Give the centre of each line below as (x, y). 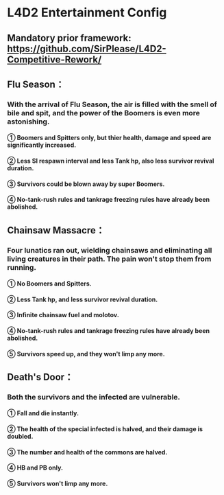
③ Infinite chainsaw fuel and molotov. (63, 315)
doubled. (20, 437)
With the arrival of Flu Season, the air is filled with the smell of (112, 104)
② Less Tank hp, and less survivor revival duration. (83, 299)
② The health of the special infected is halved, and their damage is (105, 429)
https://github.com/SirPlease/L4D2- (87, 48)
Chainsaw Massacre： (56, 230)
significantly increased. (42, 145)
